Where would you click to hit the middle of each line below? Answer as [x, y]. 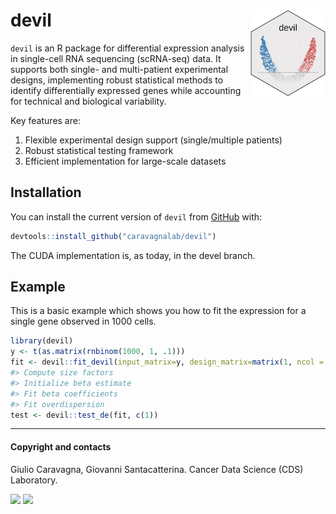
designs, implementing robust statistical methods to [117, 80]
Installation [46, 192]
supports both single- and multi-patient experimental [119, 69]
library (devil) [42, 341]
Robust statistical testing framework [99, 150]
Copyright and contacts [61, 447]
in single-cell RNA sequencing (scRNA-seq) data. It [116, 58]
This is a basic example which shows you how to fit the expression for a [158, 311]
